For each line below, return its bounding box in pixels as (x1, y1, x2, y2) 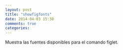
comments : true (5, 21, 37, 26)
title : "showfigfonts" (5, 12, 52, 17)
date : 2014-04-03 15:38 (5, 16, 54, 21)
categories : (5, 26, 30, 31)
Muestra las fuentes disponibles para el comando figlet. (5, 39, 119, 45)
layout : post (5, 7, 32, 12)
